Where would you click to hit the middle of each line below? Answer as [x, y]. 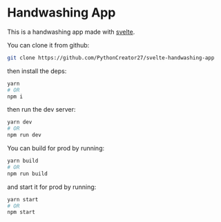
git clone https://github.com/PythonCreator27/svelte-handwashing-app [111, 58]
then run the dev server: [41, 110]
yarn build [23, 161]
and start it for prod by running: [52, 187]
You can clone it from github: [48, 45]
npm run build [28, 174]
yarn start [23, 199]
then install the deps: [37, 71]
